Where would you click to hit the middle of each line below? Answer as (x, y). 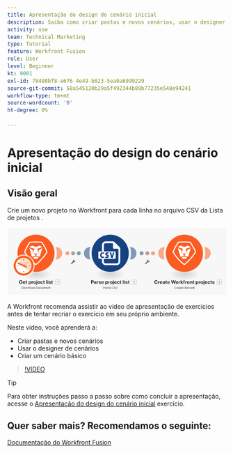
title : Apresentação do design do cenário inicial (82, 15)
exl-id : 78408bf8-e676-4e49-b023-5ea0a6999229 (76, 81)
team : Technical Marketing (46, 37)
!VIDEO (34, 369)
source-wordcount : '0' (40, 103)
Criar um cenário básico (52, 356)
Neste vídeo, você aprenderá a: (52, 328)
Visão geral (32, 193)
